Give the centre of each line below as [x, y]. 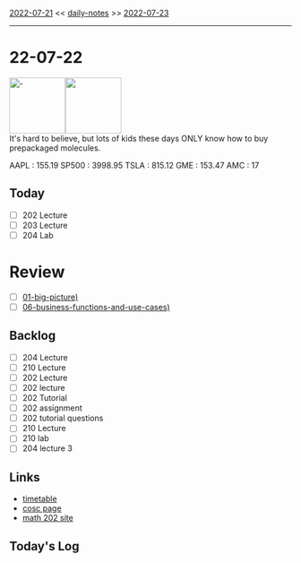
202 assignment [52, 408]
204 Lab [38, 235]
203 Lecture [45, 225]
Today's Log [44, 546]
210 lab [35, 438]
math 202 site [47, 518]
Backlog [33, 336]
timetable [39, 499]
